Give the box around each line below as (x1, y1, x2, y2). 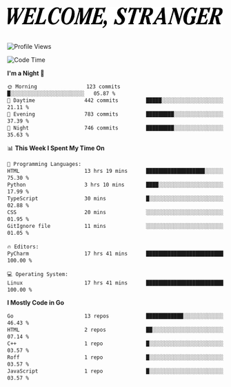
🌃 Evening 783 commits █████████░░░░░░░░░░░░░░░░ (7, 111, 224, 118)
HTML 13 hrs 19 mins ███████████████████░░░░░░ (7, 168, 224, 175)
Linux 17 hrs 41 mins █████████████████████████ (7, 280, 224, 286)
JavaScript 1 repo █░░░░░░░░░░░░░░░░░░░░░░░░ (7, 368, 224, 375)
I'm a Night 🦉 (7, 69, 45, 78)
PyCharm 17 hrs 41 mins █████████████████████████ (7, 251, 224, 258)
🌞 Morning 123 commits (7, 83, 121, 90)
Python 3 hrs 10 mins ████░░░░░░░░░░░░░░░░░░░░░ (7, 182, 224, 189)
